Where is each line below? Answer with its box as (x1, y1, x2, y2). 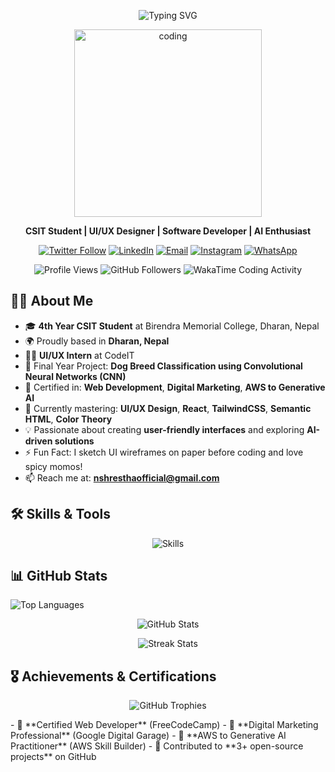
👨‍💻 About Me (10, 293, 94, 310)
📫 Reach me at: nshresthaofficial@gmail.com (24, 471, 220, 484)
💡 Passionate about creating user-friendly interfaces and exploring (24, 423, 305, 435)
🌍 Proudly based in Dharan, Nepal (24, 335, 170, 347)
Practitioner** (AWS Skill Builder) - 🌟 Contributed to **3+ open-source (10, 740, 304, 752)
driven (24, 435, 53, 447)
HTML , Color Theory (24, 413, 113, 425)
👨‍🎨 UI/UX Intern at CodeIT (24, 349, 135, 361)
